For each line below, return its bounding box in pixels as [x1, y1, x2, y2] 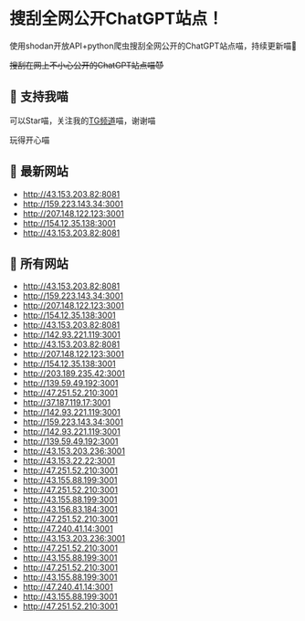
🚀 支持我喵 [9, 89, 68, 105]
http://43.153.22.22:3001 [22, 456, 116, 467]
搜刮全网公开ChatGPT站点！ [9, 8, 224, 29]
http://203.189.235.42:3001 [22, 368, 125, 379]
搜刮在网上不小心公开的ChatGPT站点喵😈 [9, 59, 164, 70]
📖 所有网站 [9, 256, 68, 271]
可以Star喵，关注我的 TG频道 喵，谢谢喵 [9, 115, 156, 126]
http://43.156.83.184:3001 [22, 504, 119, 515]
